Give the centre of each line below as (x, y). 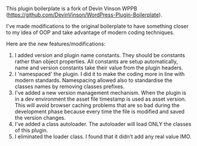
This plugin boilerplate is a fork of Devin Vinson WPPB (72, 9)
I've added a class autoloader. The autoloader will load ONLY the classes (103, 124)
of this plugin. (31, 130)
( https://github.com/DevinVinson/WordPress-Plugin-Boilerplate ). (84, 15)
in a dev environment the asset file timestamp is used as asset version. (100, 99)
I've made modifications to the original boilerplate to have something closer (97, 26)
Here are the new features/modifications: (56, 44)
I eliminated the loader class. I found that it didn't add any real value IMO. (103, 137)
